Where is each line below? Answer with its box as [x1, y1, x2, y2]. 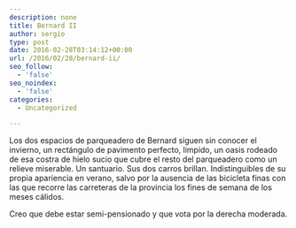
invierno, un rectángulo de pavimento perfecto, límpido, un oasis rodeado [9, 145, 277, 156]
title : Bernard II [9, 21, 77, 30]
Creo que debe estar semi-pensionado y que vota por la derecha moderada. [9, 209, 288, 219]
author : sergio [9, 29, 66, 38]
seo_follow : [9, 63, 53, 72]
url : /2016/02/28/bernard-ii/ [9, 54, 121, 63]
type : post [9, 37, 50, 47]
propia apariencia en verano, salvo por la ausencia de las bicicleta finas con [9, 173, 286, 184]
